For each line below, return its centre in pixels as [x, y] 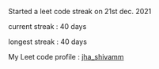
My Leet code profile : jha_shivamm [66, 57]
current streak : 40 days [47, 26]
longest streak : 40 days [47, 42]
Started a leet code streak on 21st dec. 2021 [80, 11]
